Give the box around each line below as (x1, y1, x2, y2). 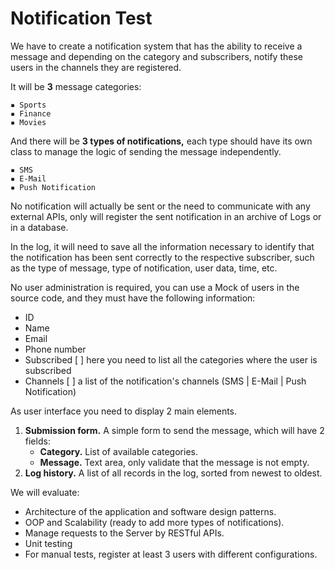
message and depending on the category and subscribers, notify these (10, 50, 303, 62)
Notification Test (10, 7, 153, 30)
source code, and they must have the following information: (10, 292, 256, 304)
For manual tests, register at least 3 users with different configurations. (24, 548, 318, 560)
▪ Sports (10, 100, 47, 110)
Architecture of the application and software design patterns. (24, 505, 277, 517)
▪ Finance (10, 108, 52, 119)
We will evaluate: (10, 486, 80, 498)
